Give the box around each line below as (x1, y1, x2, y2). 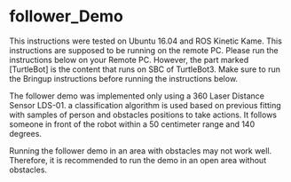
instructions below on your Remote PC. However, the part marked (9, 54, 249, 65)
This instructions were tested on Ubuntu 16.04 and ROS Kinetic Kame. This (9, 36, 282, 46)
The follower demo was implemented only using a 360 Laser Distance (9, 91, 264, 101)
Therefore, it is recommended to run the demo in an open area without (9, 154, 267, 165)
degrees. (9, 128, 43, 138)
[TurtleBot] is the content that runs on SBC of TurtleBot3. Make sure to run (9, 64, 281, 75)
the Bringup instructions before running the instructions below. (9, 73, 238, 83)
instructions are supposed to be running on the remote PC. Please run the (9, 44, 279, 55)
